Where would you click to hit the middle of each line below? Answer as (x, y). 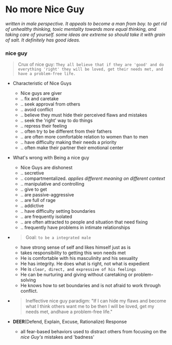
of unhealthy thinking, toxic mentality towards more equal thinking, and (81, 29)
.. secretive (32, 173)
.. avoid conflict (37, 110)
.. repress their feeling (44, 126)
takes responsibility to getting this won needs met (73, 253)
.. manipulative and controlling (52, 184)
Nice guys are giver (41, 93)
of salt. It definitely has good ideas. (43, 40)
